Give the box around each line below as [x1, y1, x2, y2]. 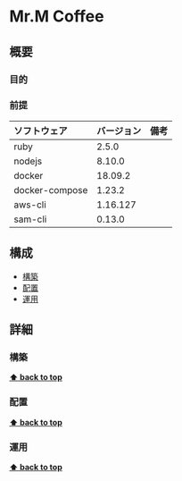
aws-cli [13, 198, 46, 211]
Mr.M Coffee [9, 6, 104, 27]
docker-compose [13, 183, 88, 196]
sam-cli [13, 213, 47, 225]
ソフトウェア [13, 124, 69, 137]
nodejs [13, 155, 43, 167]
